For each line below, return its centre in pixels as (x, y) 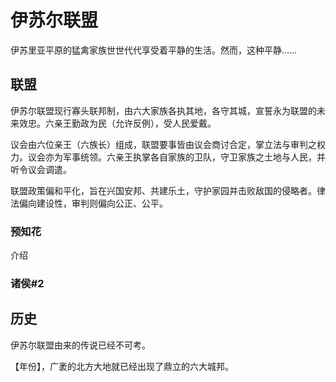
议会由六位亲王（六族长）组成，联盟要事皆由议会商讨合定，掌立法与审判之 (163, 144)
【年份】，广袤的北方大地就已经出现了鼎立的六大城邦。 (122, 366)
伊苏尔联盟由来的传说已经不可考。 (80, 345)
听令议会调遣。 (41, 169)
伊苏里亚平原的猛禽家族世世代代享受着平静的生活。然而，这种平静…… (154, 50)
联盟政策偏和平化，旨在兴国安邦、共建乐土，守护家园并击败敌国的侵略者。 (163, 190)
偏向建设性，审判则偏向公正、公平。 (93, 203)
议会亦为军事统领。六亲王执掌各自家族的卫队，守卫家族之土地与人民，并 (176, 157)
